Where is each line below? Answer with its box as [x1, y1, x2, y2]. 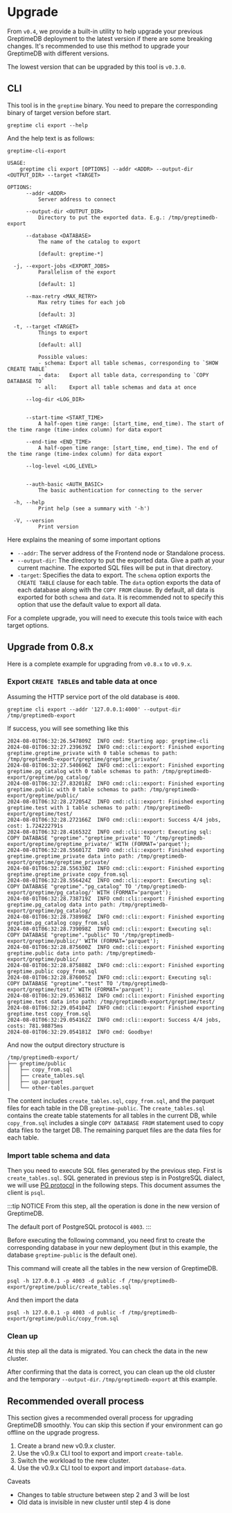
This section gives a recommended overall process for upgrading [7, 1414, 194, 1422]
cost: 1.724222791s [7, 822, 64, 829]
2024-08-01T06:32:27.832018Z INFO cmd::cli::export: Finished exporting [7, 780, 225, 787]
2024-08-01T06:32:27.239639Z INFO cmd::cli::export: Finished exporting [7, 743, 225, 750]
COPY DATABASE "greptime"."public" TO [7, 931, 119, 939]
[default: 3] [37, 311, 76, 318]
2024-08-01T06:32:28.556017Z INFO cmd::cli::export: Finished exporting [7, 847, 225, 853]
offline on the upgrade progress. [7, 1428, 100, 1437]
